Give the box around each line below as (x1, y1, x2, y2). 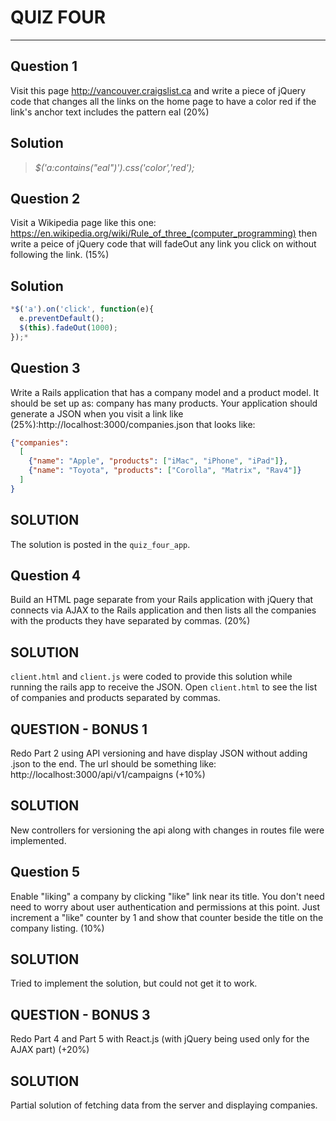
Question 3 (10, 360, 81, 377)
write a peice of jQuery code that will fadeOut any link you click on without (10, 238, 317, 250)
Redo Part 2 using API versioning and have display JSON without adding (10, 747, 308, 759)
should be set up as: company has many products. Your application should (10, 397, 318, 409)
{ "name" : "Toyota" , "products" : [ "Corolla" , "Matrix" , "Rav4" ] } (28, 466, 302, 476)
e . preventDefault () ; (19, 314, 105, 324)
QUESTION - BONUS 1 (10, 721, 148, 738)
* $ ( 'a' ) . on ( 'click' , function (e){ (10, 304, 155, 315)
